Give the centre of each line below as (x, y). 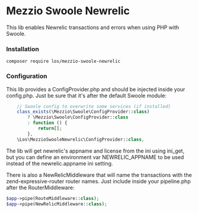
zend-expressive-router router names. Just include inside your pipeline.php (98, 181)
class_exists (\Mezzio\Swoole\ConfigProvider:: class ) (83, 112)
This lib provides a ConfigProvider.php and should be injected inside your (96, 89)
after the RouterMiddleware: (40, 187)
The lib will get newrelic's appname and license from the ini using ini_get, (95, 151)
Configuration (27, 77)
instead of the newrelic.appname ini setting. (60, 163)
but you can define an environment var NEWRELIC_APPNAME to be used (95, 157)
